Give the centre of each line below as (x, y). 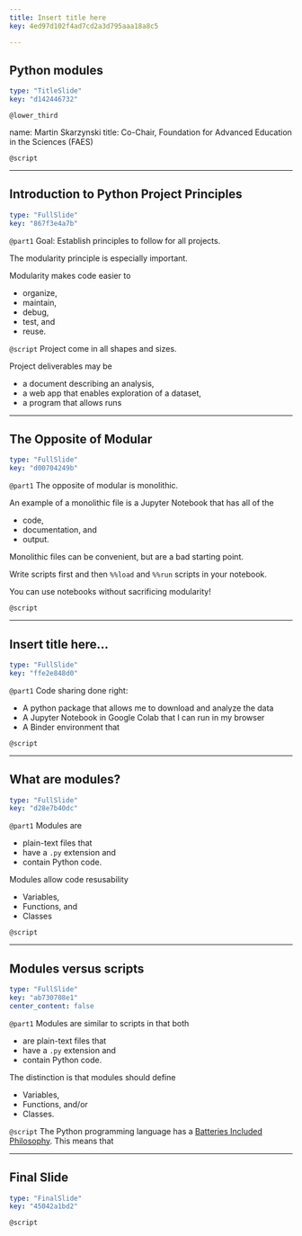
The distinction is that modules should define (93, 1077)
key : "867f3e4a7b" (44, 223)
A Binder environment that (71, 727)
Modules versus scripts (77, 968)
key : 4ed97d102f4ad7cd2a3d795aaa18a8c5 (84, 26)
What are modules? (65, 779)
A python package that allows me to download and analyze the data (148, 708)
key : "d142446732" (44, 100)
